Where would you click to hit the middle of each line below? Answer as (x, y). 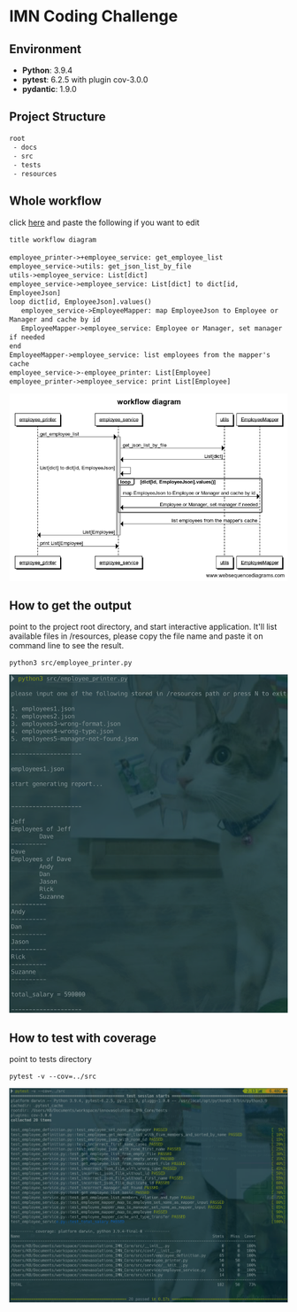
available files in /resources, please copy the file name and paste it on (136, 636)
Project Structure (57, 117)
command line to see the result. (67, 646)
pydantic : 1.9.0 (49, 89)
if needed (27, 337)
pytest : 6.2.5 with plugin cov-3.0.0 (85, 80)
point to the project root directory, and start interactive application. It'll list (143, 627)
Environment (46, 49)
